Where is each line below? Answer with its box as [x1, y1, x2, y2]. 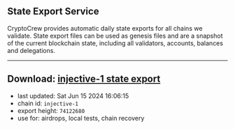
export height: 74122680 [17, 106, 85, 114]
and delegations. [7, 46, 56, 54]
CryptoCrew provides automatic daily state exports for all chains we [7, 24, 203, 32]
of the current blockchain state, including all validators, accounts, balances [7, 38, 224, 47]
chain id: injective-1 [17, 99, 79, 107]
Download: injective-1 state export [7, 73, 161, 85]
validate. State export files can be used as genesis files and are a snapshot [7, 31, 223, 40]
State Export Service [7, 6, 99, 17]
